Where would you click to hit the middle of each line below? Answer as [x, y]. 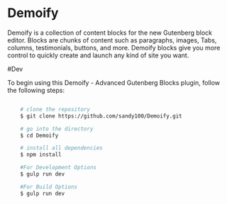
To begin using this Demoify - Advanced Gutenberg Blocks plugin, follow [114, 82]
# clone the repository [55, 109]
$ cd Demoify [39, 135]
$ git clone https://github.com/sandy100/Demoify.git [101, 116]
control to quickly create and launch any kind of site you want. [98, 55]
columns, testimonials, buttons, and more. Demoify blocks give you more [114, 47]
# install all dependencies [61, 148]
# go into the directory [57, 129]
